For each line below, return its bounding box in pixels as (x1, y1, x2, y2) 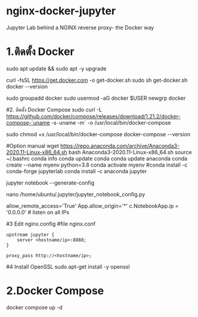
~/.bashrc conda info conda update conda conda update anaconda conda (6, 155, 188, 162)
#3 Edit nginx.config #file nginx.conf (6, 220, 96, 227)
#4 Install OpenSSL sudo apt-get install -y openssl (6, 263, 130, 270)
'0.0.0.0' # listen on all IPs (6, 208, 70, 216)
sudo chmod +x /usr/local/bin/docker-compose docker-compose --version (6, 130, 191, 138)
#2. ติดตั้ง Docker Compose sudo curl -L (6, 106, 103, 113)
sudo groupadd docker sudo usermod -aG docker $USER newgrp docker (6, 94, 186, 101)
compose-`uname (6, 119, 50, 126)
